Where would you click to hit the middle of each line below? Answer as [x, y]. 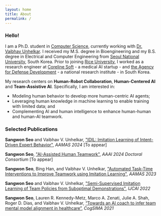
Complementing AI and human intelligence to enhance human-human [81, 111]
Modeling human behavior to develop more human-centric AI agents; [81, 96]
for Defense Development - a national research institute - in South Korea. [78, 72]
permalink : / [18, 18]
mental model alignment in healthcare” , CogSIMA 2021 [59, 208]
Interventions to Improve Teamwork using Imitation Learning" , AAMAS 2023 [81, 174]
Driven [12, 145]
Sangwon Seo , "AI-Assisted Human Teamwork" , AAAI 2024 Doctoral [74, 154]
